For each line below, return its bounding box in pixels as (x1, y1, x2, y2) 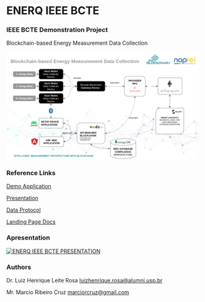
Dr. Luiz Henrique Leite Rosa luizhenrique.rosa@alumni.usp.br (6, 276, 163, 284)
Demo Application (6, 183, 52, 190)
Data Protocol (6, 206, 41, 214)
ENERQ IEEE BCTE (6, 4, 100, 18)
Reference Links (6, 168, 56, 177)
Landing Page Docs (6, 218, 56, 225)
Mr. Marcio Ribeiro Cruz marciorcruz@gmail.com (6, 289, 130, 296)
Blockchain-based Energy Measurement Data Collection (6, 39, 148, 47)
